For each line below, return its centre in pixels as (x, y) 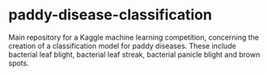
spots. (19, 63)
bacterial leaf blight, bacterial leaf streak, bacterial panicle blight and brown (134, 54)
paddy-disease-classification (110, 15)
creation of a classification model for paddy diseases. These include (122, 45)
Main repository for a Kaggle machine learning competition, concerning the (134, 37)
